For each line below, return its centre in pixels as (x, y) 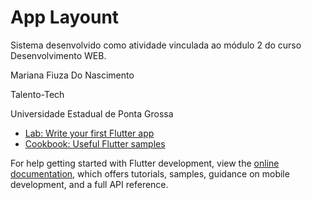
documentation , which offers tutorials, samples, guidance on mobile (150, 173)
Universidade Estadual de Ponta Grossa (92, 113)
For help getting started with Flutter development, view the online (145, 163)
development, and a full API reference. (89, 184)
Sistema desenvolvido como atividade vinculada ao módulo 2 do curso (156, 45)
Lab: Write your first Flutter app (89, 133)
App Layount (65, 17)
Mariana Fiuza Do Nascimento (72, 75)
